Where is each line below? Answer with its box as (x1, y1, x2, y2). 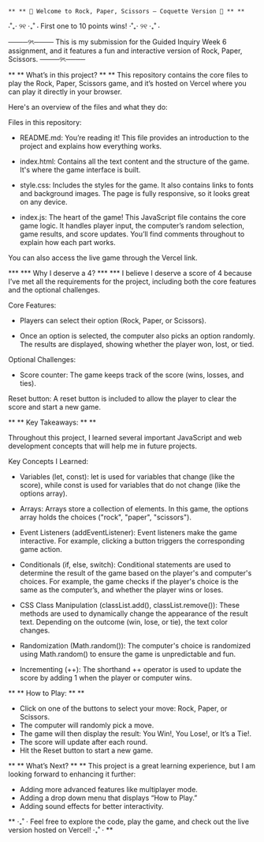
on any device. (19, 198, 69, 206)
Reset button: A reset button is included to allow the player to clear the (8, 394, 237, 403)
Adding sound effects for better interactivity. (19, 802, 164, 810)
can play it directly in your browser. (8, 87, 122, 96)
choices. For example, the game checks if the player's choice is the (19, 577, 239, 586)
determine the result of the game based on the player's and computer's (19, 568, 252, 577)
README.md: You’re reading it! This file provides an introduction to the (19, 133, 250, 142)
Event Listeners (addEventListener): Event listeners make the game (19, 528, 238, 537)
